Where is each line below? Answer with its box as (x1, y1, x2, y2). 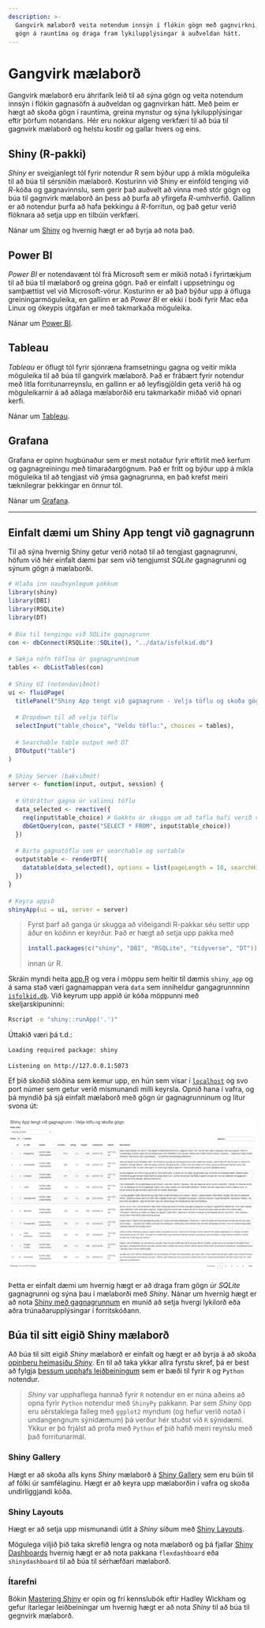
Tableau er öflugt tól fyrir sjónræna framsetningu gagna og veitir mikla (8, 362, 237, 372)
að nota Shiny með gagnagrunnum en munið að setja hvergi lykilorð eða (8, 1297, 241, 1307)
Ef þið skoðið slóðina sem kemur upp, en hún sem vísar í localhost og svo (8, 1076, 248, 1085)
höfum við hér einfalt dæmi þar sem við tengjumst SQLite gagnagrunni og (8, 555, 247, 565)
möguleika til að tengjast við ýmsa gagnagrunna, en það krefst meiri (8, 471, 229, 482)
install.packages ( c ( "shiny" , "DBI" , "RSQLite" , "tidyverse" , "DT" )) (27, 945, 258, 952)
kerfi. (8, 396, 25, 405)
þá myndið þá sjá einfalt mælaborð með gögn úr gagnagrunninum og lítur (8, 1092, 246, 1103)
